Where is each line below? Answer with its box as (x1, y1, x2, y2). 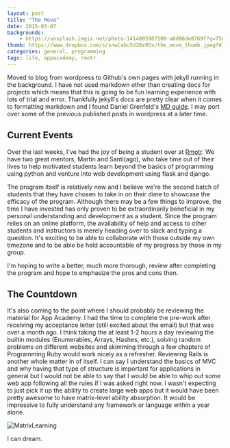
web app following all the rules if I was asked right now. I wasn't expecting (7, 379, 217, 387)
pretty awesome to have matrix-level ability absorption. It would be (7, 394, 196, 402)
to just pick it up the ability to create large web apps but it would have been (7, 386, 219, 395)
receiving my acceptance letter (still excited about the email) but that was (7, 321, 214, 329)
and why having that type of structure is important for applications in (7, 365, 201, 373)
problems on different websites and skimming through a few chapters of (7, 343, 211, 351)
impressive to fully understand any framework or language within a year (7, 401, 210, 409)
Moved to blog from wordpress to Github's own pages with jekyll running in (7, 73, 219, 81)
